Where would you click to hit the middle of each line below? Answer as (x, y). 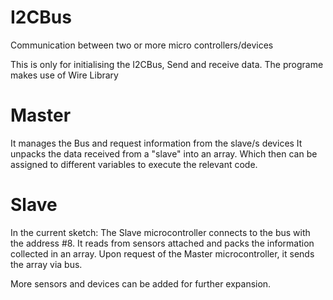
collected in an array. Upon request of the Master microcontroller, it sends (162, 253)
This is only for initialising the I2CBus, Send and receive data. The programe (167, 64)
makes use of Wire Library (64, 75)
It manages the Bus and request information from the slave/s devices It (156, 143)
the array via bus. (46, 264)
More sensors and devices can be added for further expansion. (141, 283)
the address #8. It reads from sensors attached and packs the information (162, 243)
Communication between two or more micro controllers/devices (142, 45)
